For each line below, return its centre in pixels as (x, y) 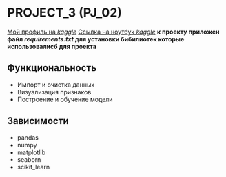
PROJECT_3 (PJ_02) (65, 13)
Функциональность (52, 68)
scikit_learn (33, 167)
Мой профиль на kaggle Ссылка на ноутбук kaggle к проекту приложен (113, 32)
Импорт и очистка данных (56, 85)
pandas (28, 137)
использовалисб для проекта (52, 46)
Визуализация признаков (54, 92)
